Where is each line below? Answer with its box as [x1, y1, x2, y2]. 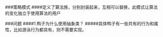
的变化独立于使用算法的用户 [5, 10, 61, 16]
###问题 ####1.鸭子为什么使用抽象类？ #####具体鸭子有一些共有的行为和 [5, 21, 154, 26]
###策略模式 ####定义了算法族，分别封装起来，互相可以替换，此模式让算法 [5, 4, 158, 10]
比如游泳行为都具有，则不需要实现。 [13, 27, 86, 33]
